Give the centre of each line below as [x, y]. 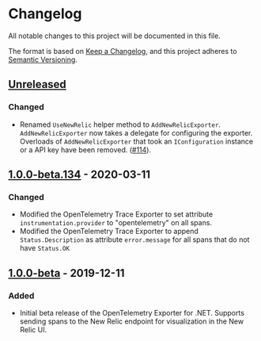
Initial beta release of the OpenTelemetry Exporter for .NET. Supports [132, 313]
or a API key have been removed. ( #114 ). [85, 149]
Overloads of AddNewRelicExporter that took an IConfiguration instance [136, 141]
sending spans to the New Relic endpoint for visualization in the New [131, 321]
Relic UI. [33, 330]
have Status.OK [44, 248]
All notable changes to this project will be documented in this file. [115, 36]
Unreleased [38, 84]
